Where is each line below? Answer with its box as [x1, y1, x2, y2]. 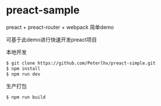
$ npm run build [6, 94, 46, 100]
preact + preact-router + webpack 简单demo [6, 23, 114, 30]
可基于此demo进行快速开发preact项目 [6, 36, 97, 43]
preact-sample [6, 4, 80, 17]
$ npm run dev [6, 71, 41, 77]
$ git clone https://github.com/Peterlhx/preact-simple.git [6, 60, 156, 66]
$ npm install [6, 66, 41, 71]
